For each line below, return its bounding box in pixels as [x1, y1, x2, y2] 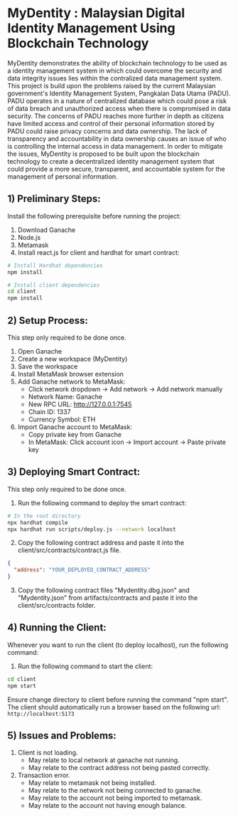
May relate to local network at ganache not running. [28, 756, 180, 764]
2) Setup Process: [7, 315, 89, 327]
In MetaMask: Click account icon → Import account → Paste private [28, 438, 226, 446]
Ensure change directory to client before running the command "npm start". [7, 695, 229, 704]
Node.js [17, 233, 41, 241]
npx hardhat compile [7, 519, 69, 526]
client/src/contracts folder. [17, 601, 96, 609]
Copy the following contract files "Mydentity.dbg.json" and [17, 586, 190, 594]
